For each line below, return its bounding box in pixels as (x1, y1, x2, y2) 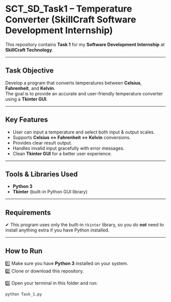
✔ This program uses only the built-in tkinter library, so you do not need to (5, 222, 164, 228)
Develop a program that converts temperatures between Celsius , (5, 80, 142, 86)
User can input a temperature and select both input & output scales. (12, 129, 155, 135)
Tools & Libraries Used (5, 170, 78, 178)
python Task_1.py (5, 292, 42, 297)
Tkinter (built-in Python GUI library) (12, 189, 88, 195)
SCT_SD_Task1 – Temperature (5, 3, 132, 15)
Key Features (5, 115, 48, 124)
